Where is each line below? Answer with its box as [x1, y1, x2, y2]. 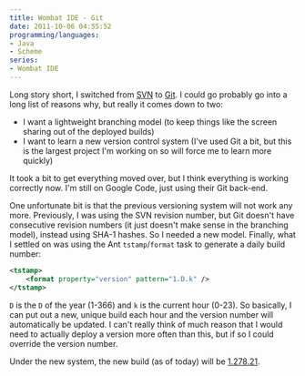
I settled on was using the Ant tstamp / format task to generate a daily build [9, 239, 286, 249]
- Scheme [9, 47, 43, 56]
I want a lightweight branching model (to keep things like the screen [22, 116, 278, 127]
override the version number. [9, 338, 118, 349]
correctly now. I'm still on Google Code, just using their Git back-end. [9, 182, 269, 193]
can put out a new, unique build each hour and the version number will [9, 309, 274, 320]
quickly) [22, 155, 54, 166]
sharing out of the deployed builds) [22, 126, 155, 137]
